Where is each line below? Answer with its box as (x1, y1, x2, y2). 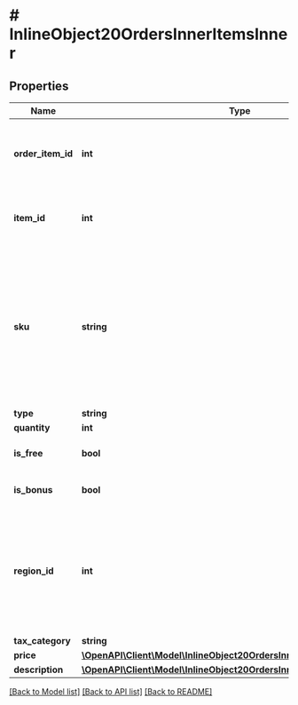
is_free (13, 448, 43, 459)
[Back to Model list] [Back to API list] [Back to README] (9, 686, 213, 697)
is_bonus (13, 484, 53, 495)
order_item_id (13, 147, 74, 160)
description (13, 663, 64, 676)
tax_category (13, 635, 71, 646)
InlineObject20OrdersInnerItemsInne (9, 24, 288, 44)
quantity (13, 422, 51, 433)
